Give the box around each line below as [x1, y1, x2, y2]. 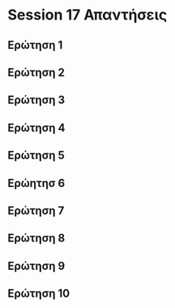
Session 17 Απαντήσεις [7, 6, 168, 24]
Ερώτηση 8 [7, 232, 66, 245]
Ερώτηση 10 [7, 287, 70, 301]
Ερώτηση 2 [7, 65, 66, 79]
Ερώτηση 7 [7, 203, 65, 217]
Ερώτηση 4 [7, 120, 66, 135]
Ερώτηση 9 [7, 258, 66, 273]
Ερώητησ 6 [7, 176, 66, 190]
